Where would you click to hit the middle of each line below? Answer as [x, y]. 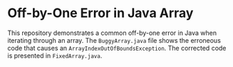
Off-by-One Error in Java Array [100, 13]
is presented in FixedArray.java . [55, 56]
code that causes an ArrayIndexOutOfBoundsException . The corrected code [117, 48]
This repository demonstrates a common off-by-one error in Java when [112, 33]
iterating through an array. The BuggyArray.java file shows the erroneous [114, 40]
